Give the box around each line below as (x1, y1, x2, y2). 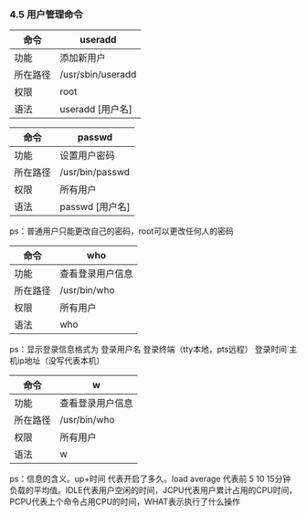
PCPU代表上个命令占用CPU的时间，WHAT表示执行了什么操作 (9, 496, 240, 508)
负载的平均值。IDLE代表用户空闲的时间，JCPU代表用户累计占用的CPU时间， (9, 485, 298, 496)
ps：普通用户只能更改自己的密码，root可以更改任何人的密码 (9, 226, 235, 236)
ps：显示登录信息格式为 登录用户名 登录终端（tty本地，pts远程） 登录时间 (9, 344, 288, 355)
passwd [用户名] (59, 201, 131, 214)
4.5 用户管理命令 (9, 7, 84, 20)
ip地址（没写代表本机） (16, 355, 105, 366)
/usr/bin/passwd (59, 166, 131, 179)
